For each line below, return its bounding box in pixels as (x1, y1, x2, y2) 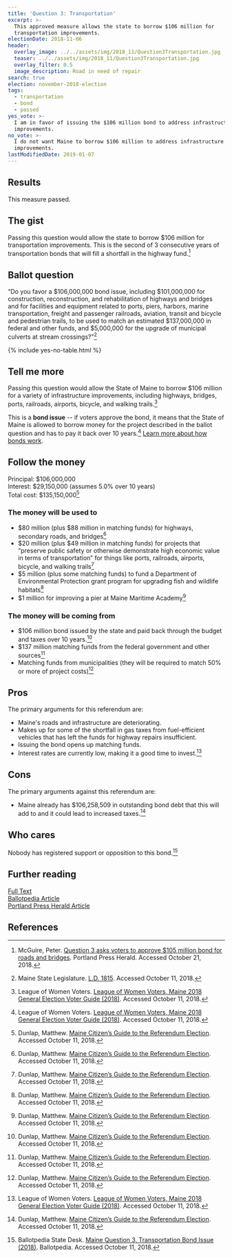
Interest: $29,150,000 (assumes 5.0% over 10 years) (8, 482, 156, 490)
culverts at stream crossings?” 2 (8, 331, 97, 341)
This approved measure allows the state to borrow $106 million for (14, 23, 215, 30)
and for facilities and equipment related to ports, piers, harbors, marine (8, 301, 209, 310)
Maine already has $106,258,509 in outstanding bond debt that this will (17, 801, 220, 809)
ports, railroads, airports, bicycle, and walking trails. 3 (8, 399, 158, 408)
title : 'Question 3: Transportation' (8, 10, 116, 17)
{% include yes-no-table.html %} (8, 346, 102, 354)
